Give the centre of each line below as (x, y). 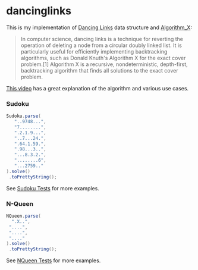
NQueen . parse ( (24, 216)
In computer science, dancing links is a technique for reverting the (102, 39)
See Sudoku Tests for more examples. (53, 188)
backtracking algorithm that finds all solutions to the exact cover (99, 70)
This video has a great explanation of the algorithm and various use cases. (98, 88)
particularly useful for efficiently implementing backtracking (94, 51)
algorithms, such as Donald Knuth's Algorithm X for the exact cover (103, 58)
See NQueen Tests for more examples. (54, 260)
